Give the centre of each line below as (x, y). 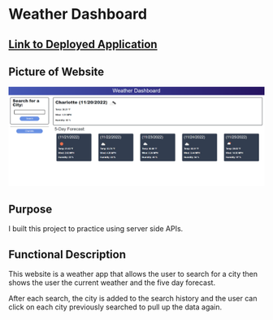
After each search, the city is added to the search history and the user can (133, 299)
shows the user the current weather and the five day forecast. (112, 283)
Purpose (30, 209)
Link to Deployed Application (83, 44)
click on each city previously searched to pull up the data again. (115, 307)
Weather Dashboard (78, 14)
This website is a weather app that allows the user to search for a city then (133, 274)
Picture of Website (56, 71)
